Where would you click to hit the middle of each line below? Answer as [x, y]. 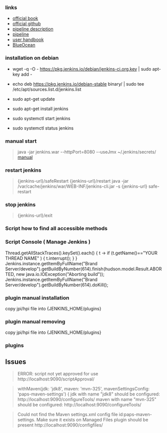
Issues [16, 362]
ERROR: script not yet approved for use [58, 374]
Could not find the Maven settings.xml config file [67, 414]
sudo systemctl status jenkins [43, 128]
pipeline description [33, 29]
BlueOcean [24, 45]
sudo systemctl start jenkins [41, 118]
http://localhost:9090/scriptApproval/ [56, 379]
